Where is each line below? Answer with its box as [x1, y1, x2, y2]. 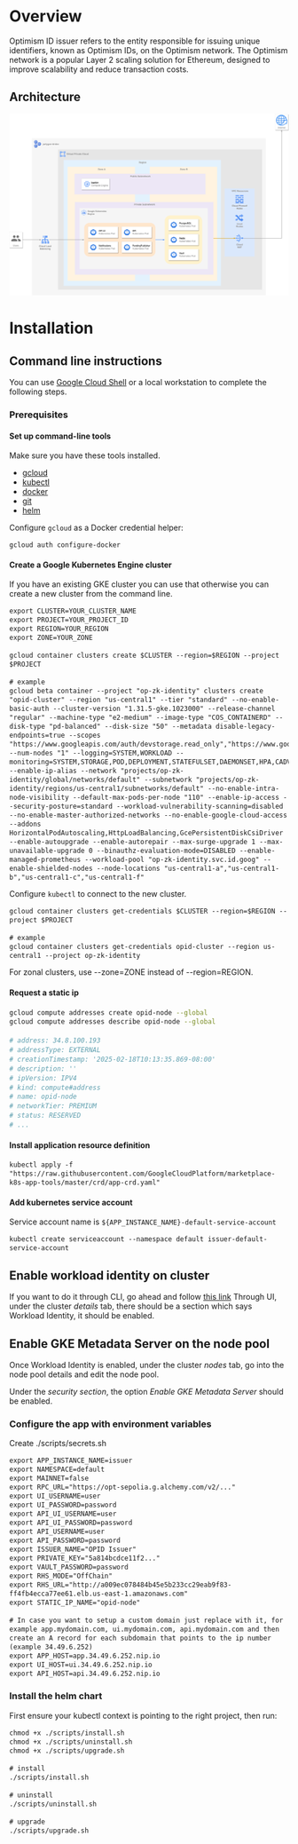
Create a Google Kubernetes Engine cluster [9, 559, 173, 570]
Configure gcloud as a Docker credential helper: [9, 522, 184, 534]
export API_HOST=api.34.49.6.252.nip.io [9, 1669, 161, 1679]
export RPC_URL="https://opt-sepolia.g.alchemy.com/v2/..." [9, 1483, 237, 1492]
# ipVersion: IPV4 [9, 1073, 77, 1082]
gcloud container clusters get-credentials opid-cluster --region [9, 943, 260, 952]
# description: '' [9, 1064, 77, 1073]
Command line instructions [9, 353, 162, 368]
